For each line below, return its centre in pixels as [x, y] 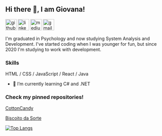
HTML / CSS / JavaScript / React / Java [47, 74]
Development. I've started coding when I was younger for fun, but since [81, 44]
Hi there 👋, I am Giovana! [45, 9]
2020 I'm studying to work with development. [53, 49]
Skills [12, 63]
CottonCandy [19, 108]
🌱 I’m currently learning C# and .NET [52, 84]
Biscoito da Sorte [24, 118]
